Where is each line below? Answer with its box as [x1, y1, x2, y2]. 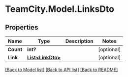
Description [65, 38, 94, 44]
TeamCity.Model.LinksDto [5, 3, 115, 15]
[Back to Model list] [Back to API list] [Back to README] [5, 67, 118, 73]
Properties [5, 23, 38, 32]
